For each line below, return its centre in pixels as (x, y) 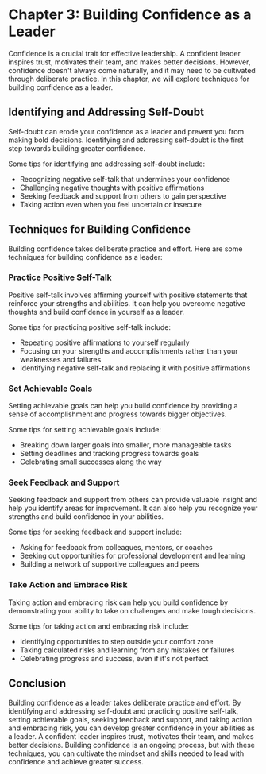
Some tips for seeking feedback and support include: (95, 532)
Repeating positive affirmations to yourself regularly (104, 342)
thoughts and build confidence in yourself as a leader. (96, 312)
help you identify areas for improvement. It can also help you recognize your (133, 508)
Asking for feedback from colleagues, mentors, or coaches (116, 548)
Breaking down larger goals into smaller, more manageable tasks (125, 445)
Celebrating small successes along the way (91, 462)
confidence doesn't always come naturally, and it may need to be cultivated (132, 70)
